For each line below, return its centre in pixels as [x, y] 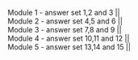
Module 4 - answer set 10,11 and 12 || [69, 38]
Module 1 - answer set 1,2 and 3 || [64, 13]
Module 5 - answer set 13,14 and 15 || [69, 47]
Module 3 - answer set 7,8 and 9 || [65, 30]
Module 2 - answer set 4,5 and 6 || [65, 21]
